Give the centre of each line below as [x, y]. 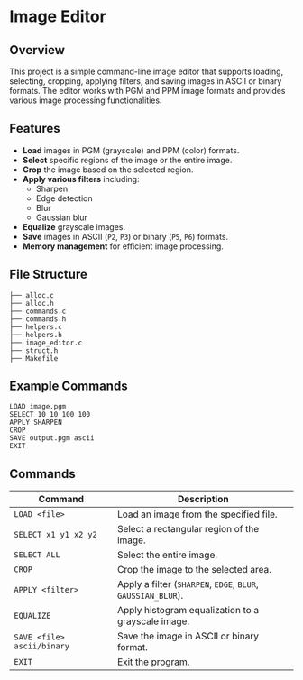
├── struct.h [34, 350]
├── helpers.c [36, 326]
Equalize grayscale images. [74, 226]
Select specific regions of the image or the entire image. [127, 160]
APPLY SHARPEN [36, 423]
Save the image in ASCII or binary [188, 636]
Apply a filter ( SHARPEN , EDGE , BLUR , [188, 584]
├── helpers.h [36, 335]
